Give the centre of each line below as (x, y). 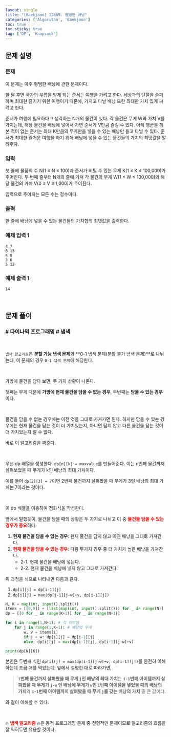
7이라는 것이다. (30, 487)
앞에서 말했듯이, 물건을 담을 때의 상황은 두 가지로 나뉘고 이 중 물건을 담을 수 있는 (85, 519)
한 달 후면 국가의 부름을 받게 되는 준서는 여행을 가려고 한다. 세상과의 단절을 (80, 95)
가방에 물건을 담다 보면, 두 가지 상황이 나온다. (50, 381)
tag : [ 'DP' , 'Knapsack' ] (32, 34)
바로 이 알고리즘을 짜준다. (31, 443)
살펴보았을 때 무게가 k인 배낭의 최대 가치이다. (50, 470)
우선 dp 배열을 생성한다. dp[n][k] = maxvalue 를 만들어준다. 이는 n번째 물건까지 (85, 463)
